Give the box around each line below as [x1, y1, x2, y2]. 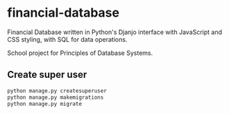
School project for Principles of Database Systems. [7, 49, 153, 57]
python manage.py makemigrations [7, 94, 104, 101]
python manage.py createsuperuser [7, 87, 108, 95]
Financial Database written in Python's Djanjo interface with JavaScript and [7, 28, 223, 36]
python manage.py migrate [7, 100, 82, 107]
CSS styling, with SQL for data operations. [7, 35, 128, 43]
